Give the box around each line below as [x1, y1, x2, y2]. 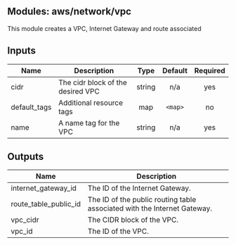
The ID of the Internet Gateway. [87, 183, 191, 193]
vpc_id [11, 227, 33, 237]
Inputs [7, 45, 37, 57]
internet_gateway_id [11, 183, 77, 193]
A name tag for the [58, 118, 120, 127]
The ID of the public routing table [87, 195, 197, 205]
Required [194, 65, 225, 75]
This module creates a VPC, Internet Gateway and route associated [7, 24, 202, 32]
